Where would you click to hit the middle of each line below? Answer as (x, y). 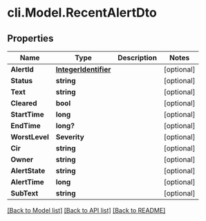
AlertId (22, 69)
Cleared (24, 103)
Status (22, 81)
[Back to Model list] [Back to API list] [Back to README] (86, 210)
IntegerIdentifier (83, 69)
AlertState (28, 171)
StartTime (27, 114)
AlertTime (28, 182)
